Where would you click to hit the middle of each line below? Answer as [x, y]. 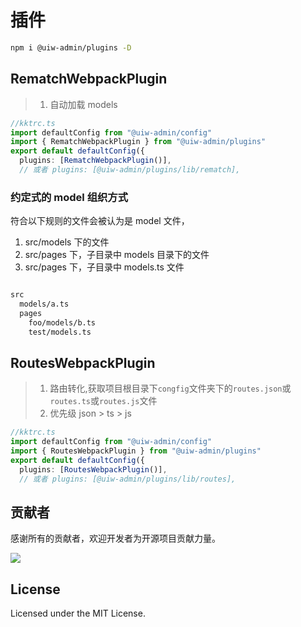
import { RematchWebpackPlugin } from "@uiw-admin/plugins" [138, 142]
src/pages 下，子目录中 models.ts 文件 [104, 267]
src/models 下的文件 [67, 242]
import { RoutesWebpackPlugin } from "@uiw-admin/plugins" [136, 451]
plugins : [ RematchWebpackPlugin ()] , [95, 161]
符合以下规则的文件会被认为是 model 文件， [100, 221]
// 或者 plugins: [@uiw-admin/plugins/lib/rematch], [130, 170]
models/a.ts [44, 304]
